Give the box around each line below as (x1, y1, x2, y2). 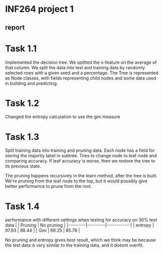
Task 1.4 (5, 201, 40, 212)
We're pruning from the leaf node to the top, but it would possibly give (5, 178, 148, 184)
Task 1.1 (5, 43, 37, 54)
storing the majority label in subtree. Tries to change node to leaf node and (5, 153, 157, 159)
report (5, 23, 25, 32)
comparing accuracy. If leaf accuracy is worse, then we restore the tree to (5, 158, 156, 164)
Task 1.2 (5, 97, 39, 109)
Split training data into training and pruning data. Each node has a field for (5, 147, 155, 154)
